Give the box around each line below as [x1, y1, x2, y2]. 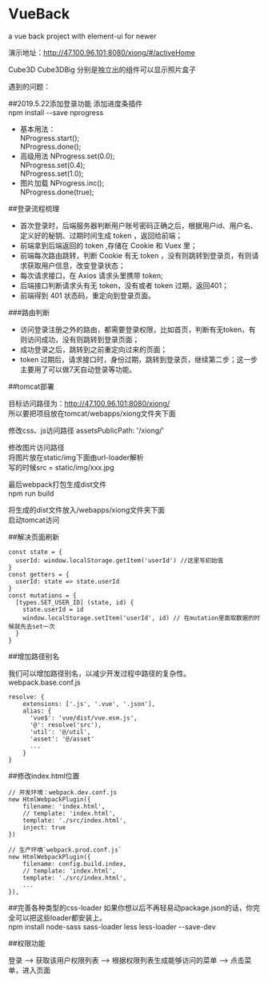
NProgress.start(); [19, 133, 80, 142]
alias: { [22, 707, 52, 715]
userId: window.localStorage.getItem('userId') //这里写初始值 [15, 557, 224, 565]
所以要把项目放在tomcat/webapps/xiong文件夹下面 [8, 409, 176, 418]
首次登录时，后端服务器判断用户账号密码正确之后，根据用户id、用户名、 [19, 221, 258, 230]
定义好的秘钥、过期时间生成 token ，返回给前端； [19, 230, 183, 240]
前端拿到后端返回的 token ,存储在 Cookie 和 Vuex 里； [19, 241, 198, 250]
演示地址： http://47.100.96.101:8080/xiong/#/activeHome [8, 47, 196, 57]
